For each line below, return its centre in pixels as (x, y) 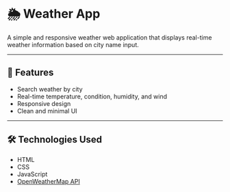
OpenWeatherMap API (48, 181)
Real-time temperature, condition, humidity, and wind (92, 96)
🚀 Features (30, 73)
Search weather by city (50, 89)
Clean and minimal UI (47, 111)
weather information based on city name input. (73, 44)
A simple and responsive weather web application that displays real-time (110, 37)
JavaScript (32, 174)
